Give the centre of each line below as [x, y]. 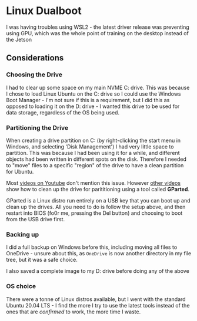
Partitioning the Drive [37, 127]
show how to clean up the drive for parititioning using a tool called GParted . [98, 189]
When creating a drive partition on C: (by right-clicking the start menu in [94, 140]
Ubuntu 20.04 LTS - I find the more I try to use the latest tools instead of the [98, 305]
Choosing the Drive [34, 75]
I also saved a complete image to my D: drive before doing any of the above [98, 271]
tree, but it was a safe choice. [42, 260]
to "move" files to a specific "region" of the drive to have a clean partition [95, 165]
